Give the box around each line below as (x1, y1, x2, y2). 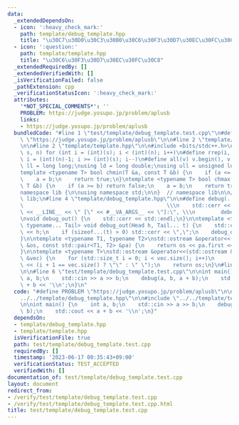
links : (20, 116, 40, 123)
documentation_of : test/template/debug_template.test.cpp (7, 374, 183, 381)
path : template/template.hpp (20, 50, 107, 58)
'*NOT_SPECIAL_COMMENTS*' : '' (20, 103, 110, 110)
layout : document (7, 380, 59, 387)
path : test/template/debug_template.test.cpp (14, 340, 152, 348)
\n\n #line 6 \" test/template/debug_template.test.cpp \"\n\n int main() (20, 268, 234, 275)
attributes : (14, 97, 50, 104)
